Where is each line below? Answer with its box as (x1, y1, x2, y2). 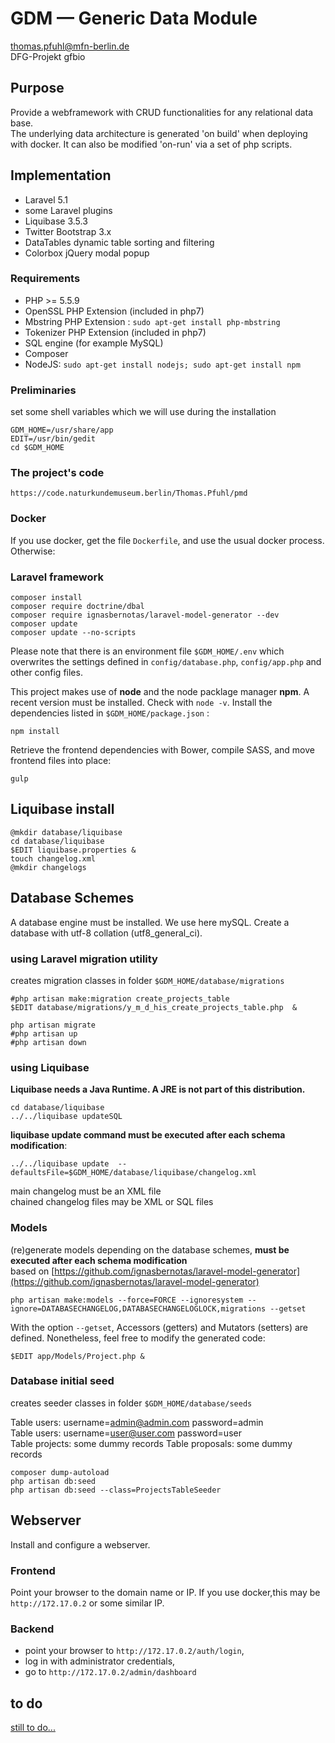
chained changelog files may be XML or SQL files (10, 1196, 214, 1208)
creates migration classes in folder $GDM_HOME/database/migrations (10, 974, 285, 986)
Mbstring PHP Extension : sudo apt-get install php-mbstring (24, 315, 281, 327)
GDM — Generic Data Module (10, 7, 258, 30)
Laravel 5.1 (24, 193, 69, 206)
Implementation (10, 167, 112, 184)
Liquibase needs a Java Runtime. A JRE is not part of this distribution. (10, 1083, 306, 1096)
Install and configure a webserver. (10, 1538, 151, 1551)
